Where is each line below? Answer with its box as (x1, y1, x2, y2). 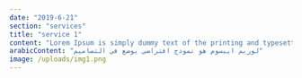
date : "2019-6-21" (9, 13, 78, 22)
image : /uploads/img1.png (9, 55, 106, 64)
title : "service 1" (9, 30, 83, 39)
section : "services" (9, 22, 87, 30)
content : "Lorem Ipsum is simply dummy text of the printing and (9, 38, 259, 48)
